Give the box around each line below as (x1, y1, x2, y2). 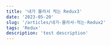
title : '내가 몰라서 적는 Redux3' (6, 8, 83, 15)
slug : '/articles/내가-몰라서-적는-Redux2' (6, 19, 106, 25)
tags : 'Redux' (6, 25, 41, 31)
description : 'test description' (6, 30, 89, 36)
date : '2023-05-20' (6, 14, 54, 20)
